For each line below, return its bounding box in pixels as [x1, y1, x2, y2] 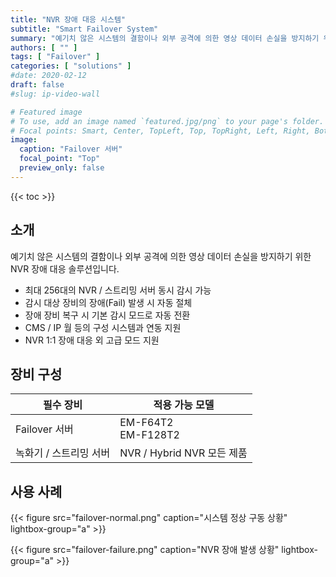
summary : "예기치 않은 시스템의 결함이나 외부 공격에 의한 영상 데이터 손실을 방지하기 [10, 33, 320, 43]
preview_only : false [19, 163, 105, 173]
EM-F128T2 [119, 428, 180, 442]
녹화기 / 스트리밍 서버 [15, 446, 111, 460]
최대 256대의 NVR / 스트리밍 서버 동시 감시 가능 [24, 284, 212, 296]
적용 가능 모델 [153, 398, 215, 412]
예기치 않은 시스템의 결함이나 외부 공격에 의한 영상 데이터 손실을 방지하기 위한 [10, 250, 312, 262]
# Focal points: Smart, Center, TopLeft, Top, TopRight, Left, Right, [10, 126, 311, 136]
